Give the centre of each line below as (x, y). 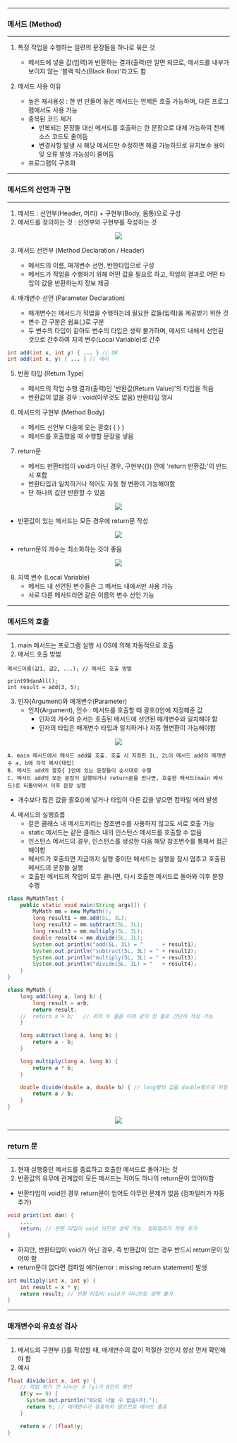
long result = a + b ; (61, 1003)
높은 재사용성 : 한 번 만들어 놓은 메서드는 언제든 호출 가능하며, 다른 (119, 101)
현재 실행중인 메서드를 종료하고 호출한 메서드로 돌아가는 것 (98, 1170)
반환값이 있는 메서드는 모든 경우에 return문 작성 (83, 521)
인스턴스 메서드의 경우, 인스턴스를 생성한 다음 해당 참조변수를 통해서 (121, 841)
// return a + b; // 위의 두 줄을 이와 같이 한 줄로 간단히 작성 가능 (116, 1016)
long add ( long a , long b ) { (61, 996)
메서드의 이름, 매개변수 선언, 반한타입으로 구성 (91, 265)
